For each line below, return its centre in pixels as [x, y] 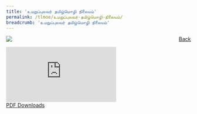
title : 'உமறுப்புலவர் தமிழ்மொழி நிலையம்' [51, 11]
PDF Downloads [26, 105]
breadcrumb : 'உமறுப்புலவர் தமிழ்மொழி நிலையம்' [58, 22]
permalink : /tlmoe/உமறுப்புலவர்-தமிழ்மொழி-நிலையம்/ [64, 17]
